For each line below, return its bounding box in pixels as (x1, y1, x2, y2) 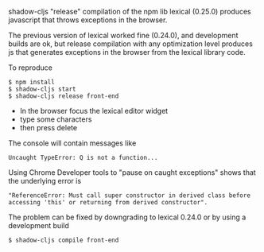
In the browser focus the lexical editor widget (19, 107, 169, 115)
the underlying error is (8, 176, 82, 185)
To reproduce (8, 63, 53, 72)
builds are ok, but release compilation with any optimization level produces (8, 39, 253, 48)
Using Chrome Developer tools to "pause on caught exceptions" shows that (8, 168, 256, 177)
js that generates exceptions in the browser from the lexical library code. (8, 48, 246, 56)
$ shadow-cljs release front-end (8, 92, 119, 100)
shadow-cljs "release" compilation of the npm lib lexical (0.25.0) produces (8, 7, 252, 16)
